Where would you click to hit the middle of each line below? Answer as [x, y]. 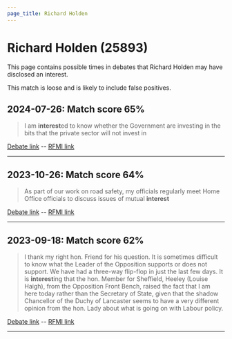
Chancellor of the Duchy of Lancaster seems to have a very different [122, 301]
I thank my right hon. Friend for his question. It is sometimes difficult [121, 257]
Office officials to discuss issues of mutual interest [97, 199]
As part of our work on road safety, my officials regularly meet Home [122, 191]
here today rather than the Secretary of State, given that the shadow [121, 293]
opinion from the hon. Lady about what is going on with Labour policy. [124, 308]
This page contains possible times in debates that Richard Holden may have [115, 67]
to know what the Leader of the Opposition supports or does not [115, 264]
